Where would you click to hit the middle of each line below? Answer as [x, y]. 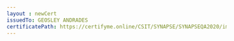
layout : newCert [32, 14]
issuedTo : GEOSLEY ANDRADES [47, 20]
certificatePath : [32, 26]
